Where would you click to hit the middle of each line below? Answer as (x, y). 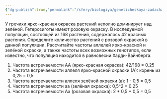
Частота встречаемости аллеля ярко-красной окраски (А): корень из (86, 70)
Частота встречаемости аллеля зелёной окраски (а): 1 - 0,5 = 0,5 (82, 81)
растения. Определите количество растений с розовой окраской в (77, 40)
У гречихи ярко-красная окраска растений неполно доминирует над (79, 24)
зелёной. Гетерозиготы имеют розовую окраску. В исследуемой (74, 29)
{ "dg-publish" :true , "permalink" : (40, 10)
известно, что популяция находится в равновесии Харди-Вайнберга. (78, 55)
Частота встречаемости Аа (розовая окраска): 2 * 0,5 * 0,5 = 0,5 (82, 91)
